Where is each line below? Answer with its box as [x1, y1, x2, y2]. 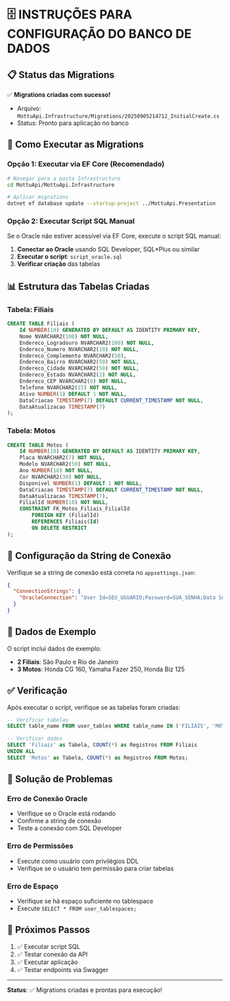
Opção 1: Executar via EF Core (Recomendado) [7, 159, 165, 169]
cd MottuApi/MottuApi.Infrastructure [7, 181, 115, 188]
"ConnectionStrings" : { [13, 588, 81, 595]
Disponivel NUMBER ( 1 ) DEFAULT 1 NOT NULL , [19, 480, 142, 486]
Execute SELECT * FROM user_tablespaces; [16, 904, 137, 912]
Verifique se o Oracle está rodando [16, 809, 116, 818]
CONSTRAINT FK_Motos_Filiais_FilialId [19, 506, 130, 513]
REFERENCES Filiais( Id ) [31, 518, 99, 526]
